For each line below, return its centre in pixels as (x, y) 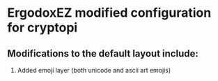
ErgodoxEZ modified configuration (109, 13)
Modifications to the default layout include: (103, 53)
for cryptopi (42, 28)
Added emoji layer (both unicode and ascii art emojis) (94, 70)
